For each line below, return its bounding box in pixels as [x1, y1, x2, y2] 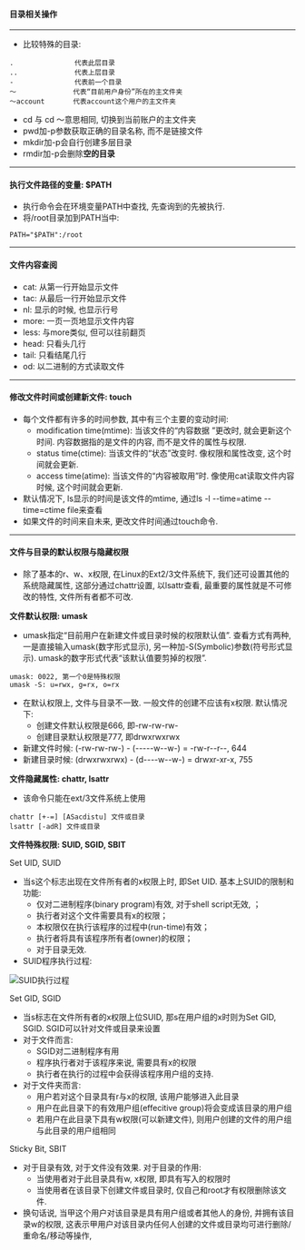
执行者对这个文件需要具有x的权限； [35, 910, 169, 921]
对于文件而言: [22, 1035, 74, 1046]
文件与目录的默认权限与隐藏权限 [9, 546, 129, 557]
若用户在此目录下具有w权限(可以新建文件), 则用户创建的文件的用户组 [35, 1114, 292, 1125]
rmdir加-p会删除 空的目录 [22, 148, 115, 159]
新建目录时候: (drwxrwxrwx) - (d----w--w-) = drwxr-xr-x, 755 [22, 754, 253, 765]
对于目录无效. [35, 944, 87, 955]
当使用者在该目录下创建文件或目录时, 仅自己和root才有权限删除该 [35, 1185, 279, 1196]
